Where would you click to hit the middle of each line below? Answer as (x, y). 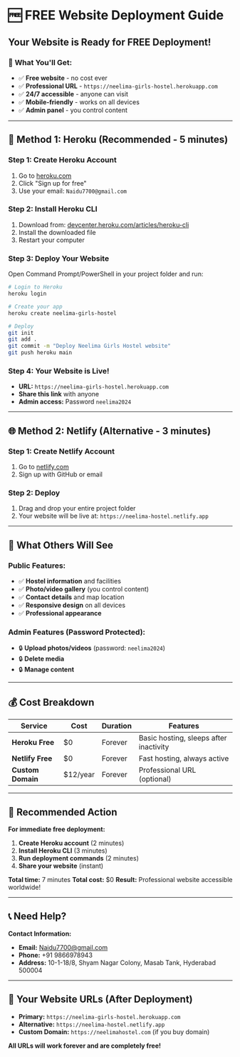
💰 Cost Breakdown (51, 702)
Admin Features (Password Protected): (77, 632)
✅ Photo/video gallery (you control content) (83, 589)
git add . (23, 339)
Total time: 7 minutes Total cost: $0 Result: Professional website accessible (120, 879)
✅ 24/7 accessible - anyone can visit (73, 94)
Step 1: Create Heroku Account (62, 160)
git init (21, 333)
